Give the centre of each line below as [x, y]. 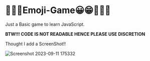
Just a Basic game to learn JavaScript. [45, 24]
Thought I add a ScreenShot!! [36, 44]
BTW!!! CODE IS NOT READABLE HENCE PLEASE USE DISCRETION [75, 34]
